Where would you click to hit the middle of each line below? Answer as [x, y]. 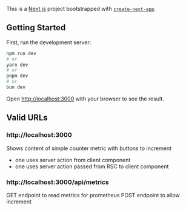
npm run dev [21, 53]
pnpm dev [17, 76]
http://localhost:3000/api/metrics [58, 182]
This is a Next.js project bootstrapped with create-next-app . [81, 9]
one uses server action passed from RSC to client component [92, 166]
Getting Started [36, 28]
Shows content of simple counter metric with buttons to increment [89, 148]
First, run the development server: [49, 42]
